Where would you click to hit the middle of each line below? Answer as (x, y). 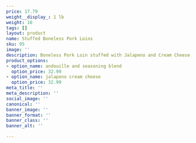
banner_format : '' (28, 115)
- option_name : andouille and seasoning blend (64, 66)
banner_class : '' (27, 121)
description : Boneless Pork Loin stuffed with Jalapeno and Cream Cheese (98, 55)
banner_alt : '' (25, 126)
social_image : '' (27, 98)
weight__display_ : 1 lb (35, 17)
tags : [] (17, 28)
